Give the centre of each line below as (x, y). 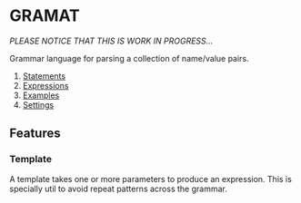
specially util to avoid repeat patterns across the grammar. (118, 188)
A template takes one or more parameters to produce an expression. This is (151, 179)
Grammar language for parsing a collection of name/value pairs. (129, 58)
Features (35, 134)
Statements (44, 76)
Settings (38, 104)
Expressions (45, 85)
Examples (41, 95)
